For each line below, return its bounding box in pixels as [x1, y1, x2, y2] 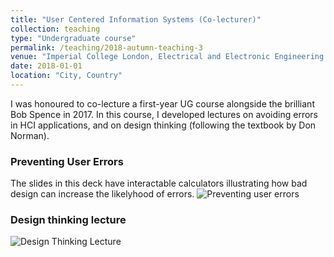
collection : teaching [10, 24, 101, 34]
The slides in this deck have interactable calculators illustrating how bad [10, 177, 308, 190]
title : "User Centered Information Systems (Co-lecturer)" [10, 14, 262, 25]
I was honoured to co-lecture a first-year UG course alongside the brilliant [10, 97, 315, 110]
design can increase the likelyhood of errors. [10, 188, 195, 200]
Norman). [10, 129, 50, 141]
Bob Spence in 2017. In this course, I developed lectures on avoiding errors [10, 108, 318, 120]
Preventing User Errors [10, 154, 124, 168]
